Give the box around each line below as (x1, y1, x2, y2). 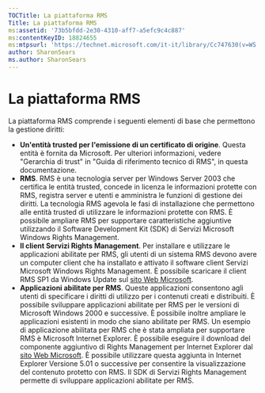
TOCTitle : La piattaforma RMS (8, 11, 108, 20)
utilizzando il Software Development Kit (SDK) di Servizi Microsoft (19, 223, 235, 234)
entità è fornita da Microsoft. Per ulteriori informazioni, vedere (19, 148, 221, 158)
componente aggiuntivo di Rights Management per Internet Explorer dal (19, 341, 253, 351)
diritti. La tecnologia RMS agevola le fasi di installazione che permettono (19, 199, 255, 208)
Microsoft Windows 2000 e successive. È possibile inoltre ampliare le (19, 308, 247, 318)
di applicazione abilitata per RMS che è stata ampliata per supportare (19, 325, 245, 334)
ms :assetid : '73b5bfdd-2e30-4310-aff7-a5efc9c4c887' (8, 26, 186, 34)
